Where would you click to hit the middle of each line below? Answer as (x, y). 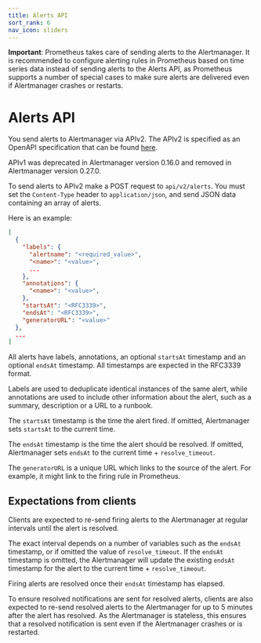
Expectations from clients (72, 501)
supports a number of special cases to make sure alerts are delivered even (129, 77)
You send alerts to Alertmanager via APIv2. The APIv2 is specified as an (124, 139)
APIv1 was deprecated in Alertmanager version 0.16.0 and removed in (120, 163)
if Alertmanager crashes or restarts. (66, 86)
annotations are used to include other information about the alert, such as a (130, 397)
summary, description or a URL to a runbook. (80, 406)
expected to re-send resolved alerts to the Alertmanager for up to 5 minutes (130, 607)
